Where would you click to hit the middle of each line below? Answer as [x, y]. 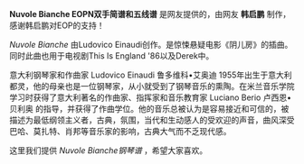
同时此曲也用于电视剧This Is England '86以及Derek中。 [112, 56]
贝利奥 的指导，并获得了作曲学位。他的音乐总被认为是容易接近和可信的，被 [149, 109]
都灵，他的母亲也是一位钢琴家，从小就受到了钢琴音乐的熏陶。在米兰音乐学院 [152, 86]
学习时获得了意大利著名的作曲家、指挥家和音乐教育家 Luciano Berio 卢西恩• [151, 97]
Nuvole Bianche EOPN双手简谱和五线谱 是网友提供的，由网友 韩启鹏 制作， [150, 14]
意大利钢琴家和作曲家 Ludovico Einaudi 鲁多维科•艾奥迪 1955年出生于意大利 [151, 75]
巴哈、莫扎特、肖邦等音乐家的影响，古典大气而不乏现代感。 [120, 131]
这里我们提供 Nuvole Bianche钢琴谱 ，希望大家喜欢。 [109, 150]
